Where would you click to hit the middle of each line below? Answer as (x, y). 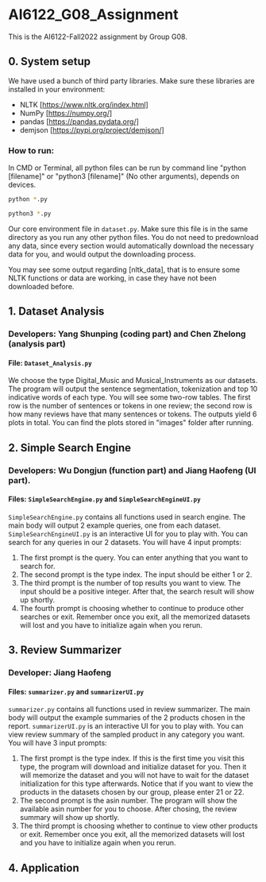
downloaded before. (41, 286)
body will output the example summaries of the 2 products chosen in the (127, 718)
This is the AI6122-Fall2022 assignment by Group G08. (98, 37)
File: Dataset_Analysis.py (50, 362)
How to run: (31, 150)
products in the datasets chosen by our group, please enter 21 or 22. (132, 792)
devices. (22, 185)
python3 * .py (30, 213)
